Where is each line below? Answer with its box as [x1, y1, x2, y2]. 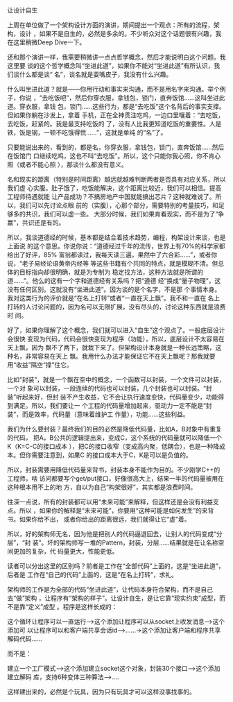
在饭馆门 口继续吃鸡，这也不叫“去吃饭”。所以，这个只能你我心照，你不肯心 [7, 152, 221, 160]
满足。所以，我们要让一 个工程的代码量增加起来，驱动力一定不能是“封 [12, 402, 213, 409]
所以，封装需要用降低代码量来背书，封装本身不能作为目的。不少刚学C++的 [7, 465, 221, 474]
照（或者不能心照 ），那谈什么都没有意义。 [7, 160, 128, 169]
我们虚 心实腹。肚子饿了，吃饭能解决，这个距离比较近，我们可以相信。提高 [7, 184, 222, 192]
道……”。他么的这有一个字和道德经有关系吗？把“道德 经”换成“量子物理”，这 [7, 277, 221, 284]
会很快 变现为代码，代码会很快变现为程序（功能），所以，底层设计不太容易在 [7, 335, 225, 343]
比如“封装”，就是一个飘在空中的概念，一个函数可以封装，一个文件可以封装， [7, 375, 225, 384]
